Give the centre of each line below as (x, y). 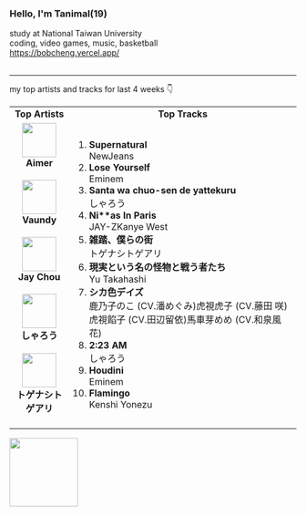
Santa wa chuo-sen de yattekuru (163, 191)
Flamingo (109, 393)
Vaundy (40, 220)
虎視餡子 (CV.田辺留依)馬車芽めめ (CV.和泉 (181, 320)
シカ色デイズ (116, 293)
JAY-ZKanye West (128, 227)
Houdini (107, 370)
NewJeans (112, 156)
